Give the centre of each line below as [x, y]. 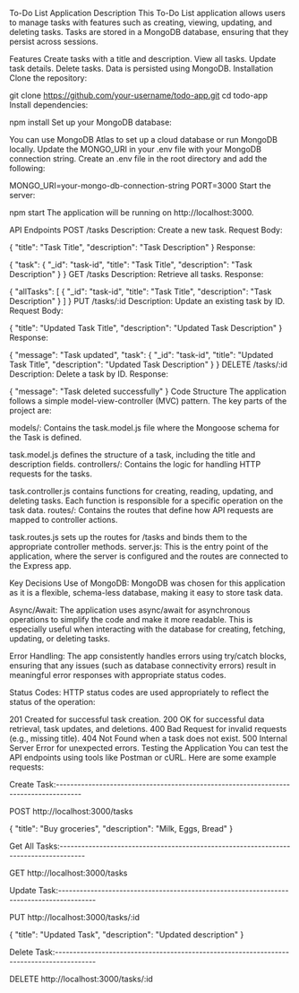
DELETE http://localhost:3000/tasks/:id [81, 979]
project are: [30, 410]
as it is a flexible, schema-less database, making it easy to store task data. [146, 592]
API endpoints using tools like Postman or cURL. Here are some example [143, 758]
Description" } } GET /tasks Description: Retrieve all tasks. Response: [137, 274]
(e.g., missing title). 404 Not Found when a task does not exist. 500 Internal [149, 738]
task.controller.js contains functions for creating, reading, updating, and [141, 491]
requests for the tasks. [51, 474]
